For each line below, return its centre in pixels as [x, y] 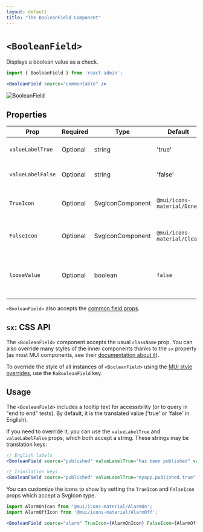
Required [75, 132]
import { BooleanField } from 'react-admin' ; [64, 73]
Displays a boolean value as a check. [52, 62]
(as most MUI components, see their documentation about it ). [83, 354]
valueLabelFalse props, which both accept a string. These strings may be [98, 437]
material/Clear [179, 239]
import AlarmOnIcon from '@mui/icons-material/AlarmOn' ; [79, 507]
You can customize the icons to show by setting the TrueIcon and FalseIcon [100, 489]
